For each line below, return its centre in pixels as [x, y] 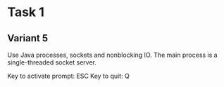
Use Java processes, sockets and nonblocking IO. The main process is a [112, 55]
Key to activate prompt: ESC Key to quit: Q [69, 76]
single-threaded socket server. [52, 62]
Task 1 [26, 12]
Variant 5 [27, 38]
